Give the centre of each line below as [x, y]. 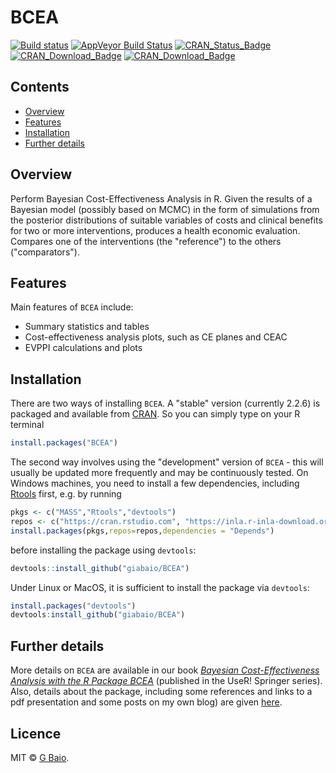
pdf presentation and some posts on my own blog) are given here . [146, 702]
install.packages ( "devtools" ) [73, 606]
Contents [40, 87]
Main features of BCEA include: [72, 307]
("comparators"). [45, 252]
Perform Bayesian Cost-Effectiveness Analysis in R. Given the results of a [161, 198]
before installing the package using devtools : [103, 550]
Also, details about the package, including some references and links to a [161, 692]
